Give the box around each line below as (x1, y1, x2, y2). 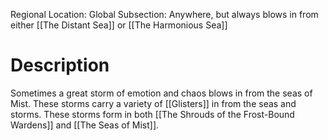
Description (10, 54, 110, 77)
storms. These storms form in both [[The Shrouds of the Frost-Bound (10, 108, 295, 120)
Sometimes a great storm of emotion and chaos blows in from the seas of (10, 87, 313, 99)
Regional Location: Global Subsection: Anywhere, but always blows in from (10, 9, 319, 20)
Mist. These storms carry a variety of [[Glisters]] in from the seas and (10, 97, 297, 109)
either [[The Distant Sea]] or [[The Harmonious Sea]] (10, 19, 228, 31)
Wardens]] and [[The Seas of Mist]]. (10, 119, 160, 131)
